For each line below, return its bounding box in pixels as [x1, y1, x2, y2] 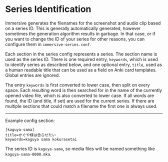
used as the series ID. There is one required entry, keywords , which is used [5, 56, 158, 62]
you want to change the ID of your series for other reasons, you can [5, 36, 145, 42]
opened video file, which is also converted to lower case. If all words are [5, 92, 154, 98]
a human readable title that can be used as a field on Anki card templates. [5, 66, 157, 73]
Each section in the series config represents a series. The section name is [5, 51, 157, 57]
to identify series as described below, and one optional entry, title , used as [5, 61, 162, 67]
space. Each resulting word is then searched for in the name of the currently [5, 87, 162, 93]
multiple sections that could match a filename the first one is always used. [5, 103, 157, 109]
